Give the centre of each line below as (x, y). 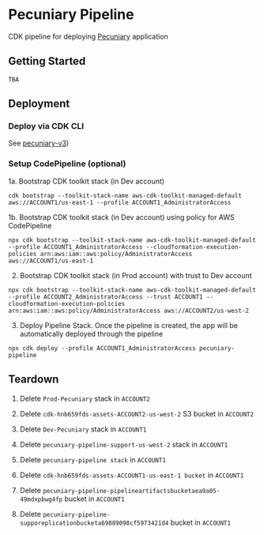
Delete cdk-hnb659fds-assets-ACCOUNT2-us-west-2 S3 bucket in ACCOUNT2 (137, 413)
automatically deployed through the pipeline (91, 333)
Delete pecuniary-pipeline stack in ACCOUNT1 (92, 459)
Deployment (39, 104)
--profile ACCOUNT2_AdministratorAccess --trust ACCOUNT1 (106, 297)
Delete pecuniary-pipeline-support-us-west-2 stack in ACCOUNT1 (124, 444)
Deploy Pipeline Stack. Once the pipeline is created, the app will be (129, 325)
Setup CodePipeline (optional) (67, 164)
